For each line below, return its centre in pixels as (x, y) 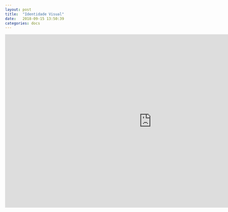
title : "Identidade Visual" (35, 14)
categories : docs (23, 23)
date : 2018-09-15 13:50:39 (35, 19)
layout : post (18, 10)
